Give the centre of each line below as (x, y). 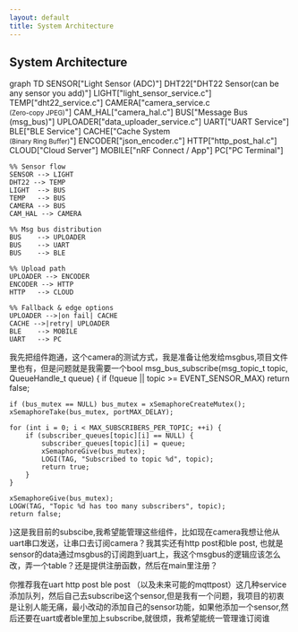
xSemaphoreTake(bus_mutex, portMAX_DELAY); (92, 412)
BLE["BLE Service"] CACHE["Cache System (90, 132)
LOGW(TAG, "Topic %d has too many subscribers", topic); (118, 506)
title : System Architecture (62, 26)
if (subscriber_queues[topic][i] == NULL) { (110, 436)
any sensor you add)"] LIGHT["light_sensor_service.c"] (111, 93)
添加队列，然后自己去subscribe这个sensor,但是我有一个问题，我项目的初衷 (147, 596)
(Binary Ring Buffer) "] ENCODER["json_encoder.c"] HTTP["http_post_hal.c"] (143, 141)
